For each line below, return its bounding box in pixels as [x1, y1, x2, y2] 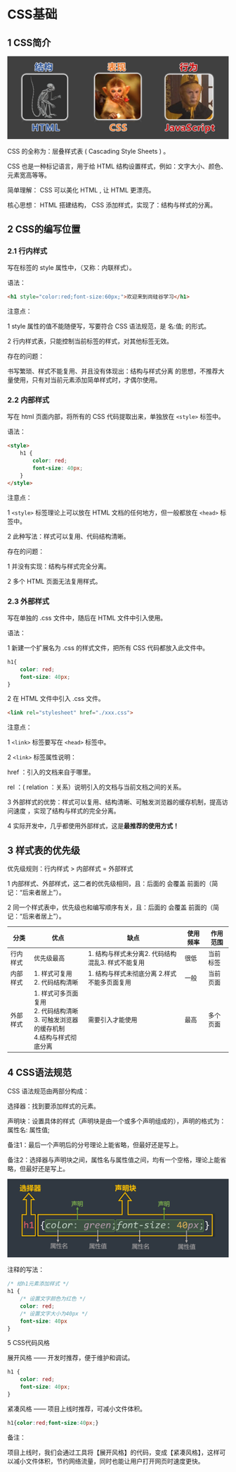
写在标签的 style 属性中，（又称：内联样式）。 [7, 264, 136, 272]
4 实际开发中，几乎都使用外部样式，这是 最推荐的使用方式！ [7, 822, 179, 830]
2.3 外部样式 [7, 596, 50, 606]
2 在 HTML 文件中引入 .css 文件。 [7, 694, 105, 703]
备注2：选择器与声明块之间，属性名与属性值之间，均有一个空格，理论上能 [7, 1155, 221, 1164]
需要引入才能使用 [87, 1016, 138, 1024]
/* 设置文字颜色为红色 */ [20, 1295, 86, 1303]
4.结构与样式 [34, 1034, 71, 1042]
